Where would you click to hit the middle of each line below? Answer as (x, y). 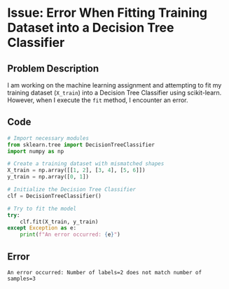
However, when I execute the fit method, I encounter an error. (98, 100)
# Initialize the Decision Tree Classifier (72, 190)
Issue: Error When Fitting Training (107, 13)
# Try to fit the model (42, 209)
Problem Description (53, 68)
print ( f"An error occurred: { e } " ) (70, 235)
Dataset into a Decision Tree (91, 28)
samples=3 (22, 279)
